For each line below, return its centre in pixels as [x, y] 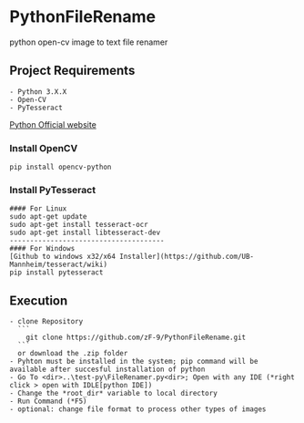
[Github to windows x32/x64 [63, 257]
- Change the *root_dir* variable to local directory [114, 394]
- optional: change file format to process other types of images [138, 409]
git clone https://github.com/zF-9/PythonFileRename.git [136, 338]
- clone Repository [46, 322]
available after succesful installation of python [107, 370]
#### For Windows [42, 249]
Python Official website [53, 124]
